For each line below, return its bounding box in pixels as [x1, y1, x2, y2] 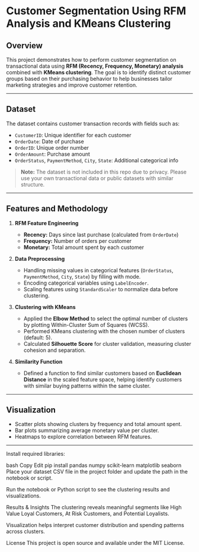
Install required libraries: [6, 450, 65, 458]
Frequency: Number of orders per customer [23, 237, 132, 244]
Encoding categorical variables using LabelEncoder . [23, 279, 149, 286]
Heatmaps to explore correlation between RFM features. [14, 433, 152, 440]
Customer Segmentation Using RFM [6, 4, 187, 18]
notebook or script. [6, 474, 53, 482]
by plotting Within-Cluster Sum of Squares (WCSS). [23, 321, 150, 328]
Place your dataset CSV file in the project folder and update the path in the [6, 468, 188, 475]
